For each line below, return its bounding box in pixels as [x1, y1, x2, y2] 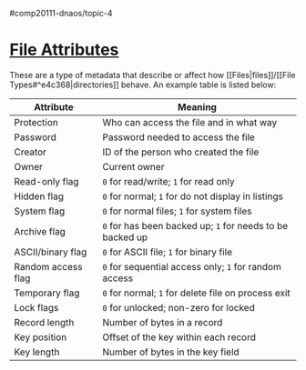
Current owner [102, 160, 165, 173]
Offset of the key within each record [102, 331, 257, 344]
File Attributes [9, 40, 119, 60]
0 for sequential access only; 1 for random [102, 260, 282, 273]
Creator [14, 145, 47, 158]
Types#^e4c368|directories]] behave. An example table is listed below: [9, 79, 277, 90]
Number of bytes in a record [102, 315, 223, 328]
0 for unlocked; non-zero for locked [102, 301, 255, 314]
